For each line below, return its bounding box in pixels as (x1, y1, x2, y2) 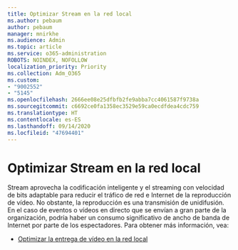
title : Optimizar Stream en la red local (7, 10, 133, 18)
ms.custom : (7, 76, 40, 84)
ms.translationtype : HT (7, 109, 78, 116)
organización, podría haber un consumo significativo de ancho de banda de (7, 214, 230, 222)
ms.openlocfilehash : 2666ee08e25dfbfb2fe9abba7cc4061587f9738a (7, 97, 200, 104)
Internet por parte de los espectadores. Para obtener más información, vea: (7, 221, 229, 229)
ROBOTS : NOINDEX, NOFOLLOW (7, 57, 88, 64)
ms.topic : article (7, 43, 62, 50)
